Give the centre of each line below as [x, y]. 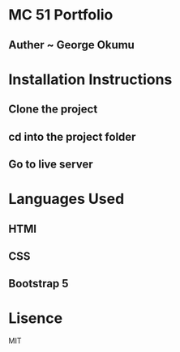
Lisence [36, 318]
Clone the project [53, 110]
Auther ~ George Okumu [72, 45]
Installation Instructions [90, 79]
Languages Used [66, 199]
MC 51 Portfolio [61, 15]
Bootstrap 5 [39, 284]
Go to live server [51, 164]
